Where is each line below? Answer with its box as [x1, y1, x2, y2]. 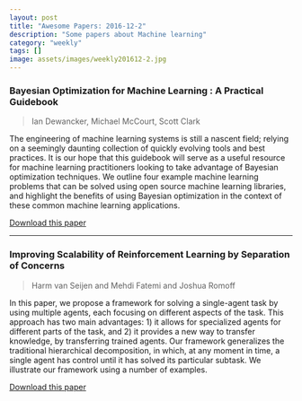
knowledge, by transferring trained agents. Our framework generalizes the [9, 336, 285, 346]
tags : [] [9, 47, 42, 56]
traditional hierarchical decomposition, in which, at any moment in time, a [9, 344, 280, 355]
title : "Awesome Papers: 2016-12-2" [9, 22, 147, 31]
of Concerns [9, 259, 66, 272]
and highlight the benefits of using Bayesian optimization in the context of [9, 190, 282, 202]
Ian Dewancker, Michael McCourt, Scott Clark [31, 116, 200, 126]
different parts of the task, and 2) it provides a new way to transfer [9, 326, 256, 336]
